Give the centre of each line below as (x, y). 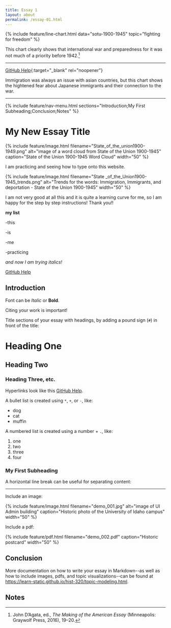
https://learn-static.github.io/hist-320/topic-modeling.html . (67, 581)
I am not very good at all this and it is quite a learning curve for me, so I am (83, 197)
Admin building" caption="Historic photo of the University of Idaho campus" (85, 512)
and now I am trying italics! (34, 262)
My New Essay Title (48, 132)
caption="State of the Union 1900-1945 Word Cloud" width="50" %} (77, 157)
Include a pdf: (20, 527)
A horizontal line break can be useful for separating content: (68, 481)
